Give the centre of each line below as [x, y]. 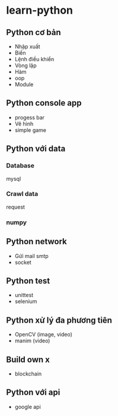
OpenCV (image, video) [44, 335]
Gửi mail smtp [31, 256]
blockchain [28, 374]
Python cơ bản [34, 32]
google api [28, 406]
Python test [28, 281]
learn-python [39, 10]
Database [20, 166]
